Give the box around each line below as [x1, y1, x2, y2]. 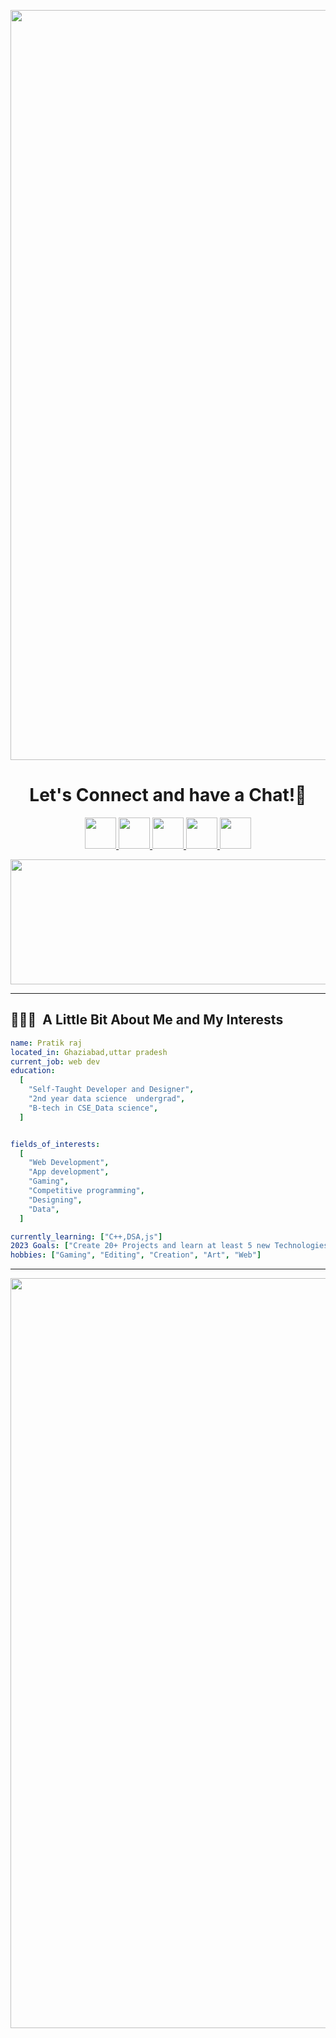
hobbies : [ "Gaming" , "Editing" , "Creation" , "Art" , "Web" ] [10, 1250, 262, 1260]
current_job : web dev [10, 1056, 101, 1067]
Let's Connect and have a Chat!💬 [29, 784, 307, 807]
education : [10, 1066, 56, 1076]
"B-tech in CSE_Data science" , [28, 1103, 159, 1113]
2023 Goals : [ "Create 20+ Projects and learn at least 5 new [10, 1241, 271, 1251]
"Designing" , [28, 1195, 83, 1205]
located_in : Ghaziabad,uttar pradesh [10, 1047, 168, 1057]
